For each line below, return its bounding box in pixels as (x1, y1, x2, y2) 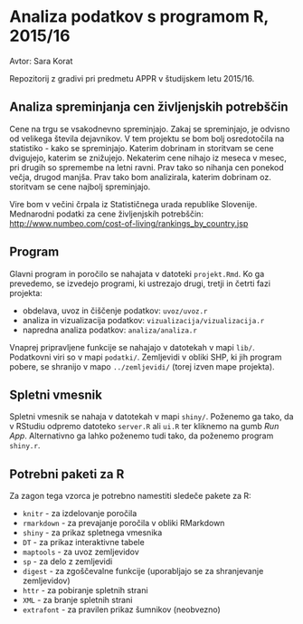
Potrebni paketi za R (9, 466, 125, 482)
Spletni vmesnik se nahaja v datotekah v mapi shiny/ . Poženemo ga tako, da (9, 411, 294, 422)
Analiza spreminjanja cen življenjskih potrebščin (9, 100, 289, 115)
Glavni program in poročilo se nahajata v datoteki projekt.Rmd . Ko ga (9, 268, 265, 279)
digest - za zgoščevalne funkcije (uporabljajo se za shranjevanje (22, 566, 264, 577)
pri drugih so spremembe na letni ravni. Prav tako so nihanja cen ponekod (9, 161, 285, 173)
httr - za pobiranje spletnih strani (22, 585, 148, 596)
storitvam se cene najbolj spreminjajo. (9, 181, 151, 192)
